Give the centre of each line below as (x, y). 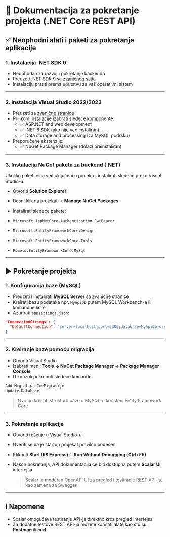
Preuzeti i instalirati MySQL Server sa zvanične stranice (71, 296)
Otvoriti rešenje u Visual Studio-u (47, 435)
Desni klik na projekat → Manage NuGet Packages (66, 201)
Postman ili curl (29, 530)
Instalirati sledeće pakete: (39, 211)
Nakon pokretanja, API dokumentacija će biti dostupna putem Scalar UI (87, 464)
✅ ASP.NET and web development (56, 124)
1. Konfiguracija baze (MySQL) (43, 285)
